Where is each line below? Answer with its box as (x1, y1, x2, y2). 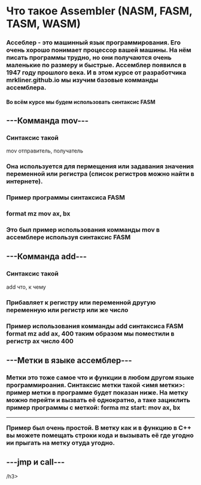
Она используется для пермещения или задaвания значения (6, 162, 194, 170)
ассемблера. (6, 83, 47, 92)
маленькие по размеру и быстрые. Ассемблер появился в (6, 61, 187, 70)
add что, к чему (6, 283, 46, 291)
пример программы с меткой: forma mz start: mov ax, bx (6, 403, 181, 412)
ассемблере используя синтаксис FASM (6, 233, 131, 241)
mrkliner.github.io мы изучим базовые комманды (6, 76, 159, 85)
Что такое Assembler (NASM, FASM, (6, 4, 193, 18)
